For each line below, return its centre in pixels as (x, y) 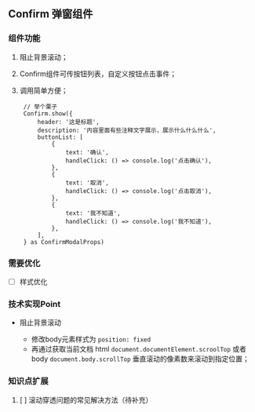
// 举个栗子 (40, 107)
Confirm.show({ (48, 113)
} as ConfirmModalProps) (64, 242)
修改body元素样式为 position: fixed (91, 339)
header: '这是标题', (68, 122)
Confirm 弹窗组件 (51, 14)
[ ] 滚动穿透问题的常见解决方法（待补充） (86, 399)
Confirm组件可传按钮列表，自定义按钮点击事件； (98, 74)
